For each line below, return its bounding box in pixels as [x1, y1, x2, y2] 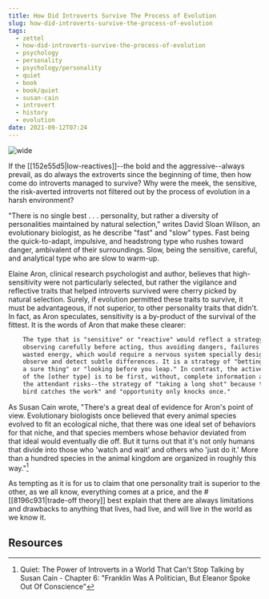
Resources [8, 536, 63, 549]
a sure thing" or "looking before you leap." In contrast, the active [22, 366, 263, 374]
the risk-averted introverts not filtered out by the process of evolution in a [8, 186, 251, 196]
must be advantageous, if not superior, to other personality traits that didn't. [8, 302, 259, 313]
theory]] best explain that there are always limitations [78, 496, 255, 505]
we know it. [8, 512, 46, 522]
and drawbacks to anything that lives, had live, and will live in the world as [8, 504, 252, 514]
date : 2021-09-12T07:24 [8, 123, 88, 132]
